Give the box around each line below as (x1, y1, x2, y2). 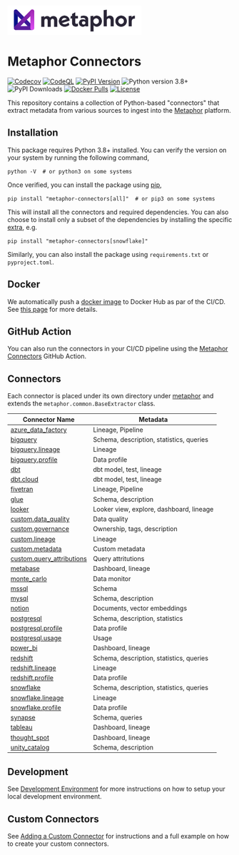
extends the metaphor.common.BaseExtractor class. (7, 399, 156, 408)
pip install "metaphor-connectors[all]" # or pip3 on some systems (7, 195, 215, 202)
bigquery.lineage (10, 445, 61, 454)
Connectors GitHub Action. (7, 352, 87, 360)
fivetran (10, 485, 34, 494)
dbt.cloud (10, 475, 39, 484)
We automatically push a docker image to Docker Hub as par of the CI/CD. (7, 297, 226, 305)
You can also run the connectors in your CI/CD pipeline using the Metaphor (7, 345, 228, 353)
